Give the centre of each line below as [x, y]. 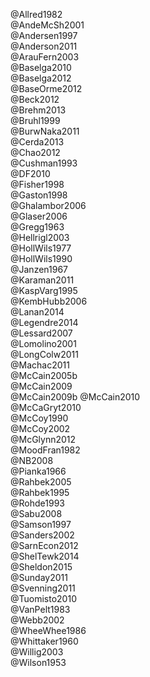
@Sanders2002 [42, 535]
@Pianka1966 [38, 471]
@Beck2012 [35, 99]
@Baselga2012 [41, 78]
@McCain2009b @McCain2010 [75, 397]
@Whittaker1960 [44, 641]
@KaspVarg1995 [44, 290]
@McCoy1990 [39, 418]
